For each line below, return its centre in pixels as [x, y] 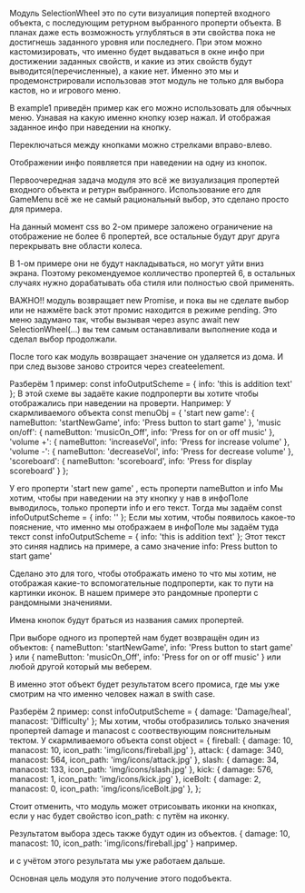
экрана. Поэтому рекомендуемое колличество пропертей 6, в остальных [152, 273]
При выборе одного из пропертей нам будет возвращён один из [135, 638]
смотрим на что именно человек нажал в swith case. [113, 694]
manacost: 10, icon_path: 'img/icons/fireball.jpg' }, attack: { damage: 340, [147, 750]
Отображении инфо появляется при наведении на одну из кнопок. [138, 162]
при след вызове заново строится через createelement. [117, 366]
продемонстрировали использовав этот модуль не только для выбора [147, 80]
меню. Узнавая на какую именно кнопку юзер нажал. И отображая [140, 118]
